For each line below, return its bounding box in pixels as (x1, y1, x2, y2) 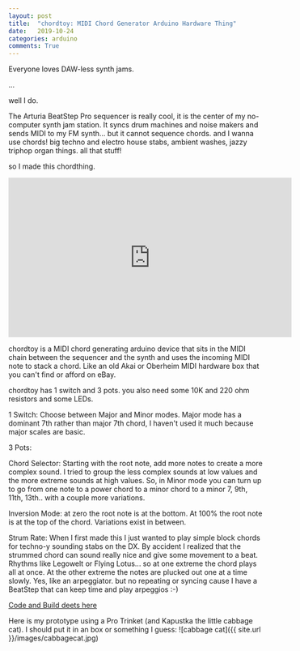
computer (8, 120, 41, 130)
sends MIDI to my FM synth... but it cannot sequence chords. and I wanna (8, 129, 255, 139)
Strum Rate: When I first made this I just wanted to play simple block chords (8, 533, 260, 543)
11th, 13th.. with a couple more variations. (8, 493, 146, 503)
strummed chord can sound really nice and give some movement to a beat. (8, 550, 259, 560)
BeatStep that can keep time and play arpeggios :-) (8, 585, 179, 594)
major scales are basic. (8, 427, 86, 437)
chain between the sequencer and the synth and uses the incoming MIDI (8, 353, 251, 362)
